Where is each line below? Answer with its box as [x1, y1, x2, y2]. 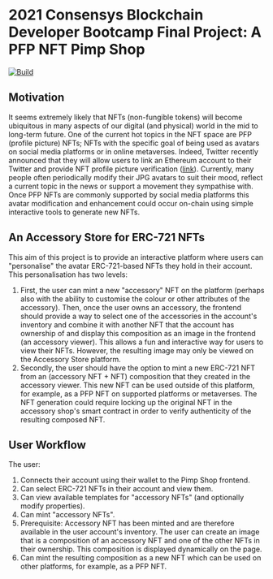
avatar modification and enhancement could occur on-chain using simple [8, 198, 253, 208]
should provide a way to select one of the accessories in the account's [19, 311, 258, 321]
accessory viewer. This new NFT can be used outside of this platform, [19, 380, 255, 390]
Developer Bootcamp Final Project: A [8, 23, 262, 41]
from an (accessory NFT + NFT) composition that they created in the [19, 371, 250, 381]
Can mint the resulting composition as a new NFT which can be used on [19, 553, 262, 563]
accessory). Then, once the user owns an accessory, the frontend [19, 302, 242, 312]
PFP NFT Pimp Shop [8, 41, 145, 58]
